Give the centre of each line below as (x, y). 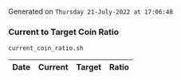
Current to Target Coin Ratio (64, 32)
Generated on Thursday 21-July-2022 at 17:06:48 (91, 11)
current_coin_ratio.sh (46, 48)
